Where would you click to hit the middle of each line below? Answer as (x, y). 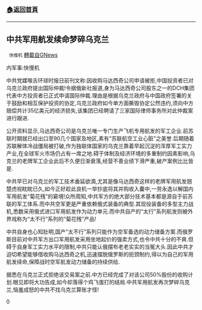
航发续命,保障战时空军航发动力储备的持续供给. (63, 262)
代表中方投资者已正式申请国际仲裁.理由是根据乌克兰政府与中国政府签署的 (97, 96)
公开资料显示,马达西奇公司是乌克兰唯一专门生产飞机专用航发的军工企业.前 (97, 131)
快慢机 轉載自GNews (33, 55)
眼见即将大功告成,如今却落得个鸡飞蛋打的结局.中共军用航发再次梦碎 (96, 282)
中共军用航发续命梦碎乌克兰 (58, 39)
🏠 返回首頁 (22, 9)
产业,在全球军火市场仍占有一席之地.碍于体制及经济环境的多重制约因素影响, (98, 153)
